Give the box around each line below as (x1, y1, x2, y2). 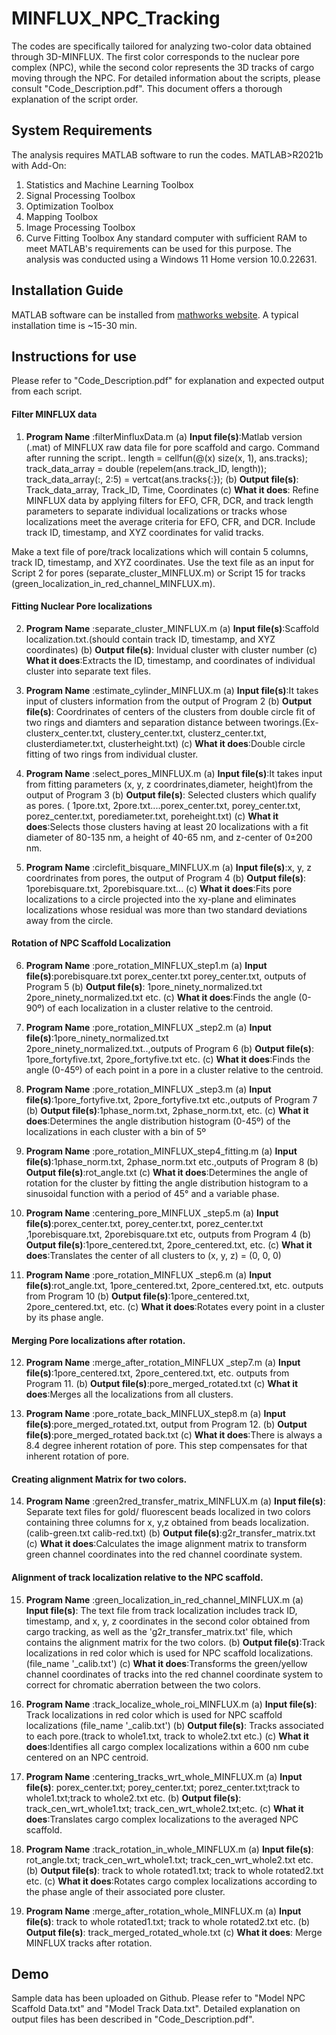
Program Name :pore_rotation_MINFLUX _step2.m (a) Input (25, 1021, 272, 1033)
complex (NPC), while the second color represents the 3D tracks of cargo (11, 61, 315, 73)
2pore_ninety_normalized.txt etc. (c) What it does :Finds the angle (25, 991, 297, 1003)
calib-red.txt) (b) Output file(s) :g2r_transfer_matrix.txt (92, 1527, 316, 1539)
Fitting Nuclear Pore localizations (11, 600, 153, 612)
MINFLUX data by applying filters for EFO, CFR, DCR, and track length (25, 494, 314, 506)
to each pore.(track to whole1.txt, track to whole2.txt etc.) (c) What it (25, 1730, 309, 1742)
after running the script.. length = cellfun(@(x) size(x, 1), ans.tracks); (25, 452, 308, 464)
